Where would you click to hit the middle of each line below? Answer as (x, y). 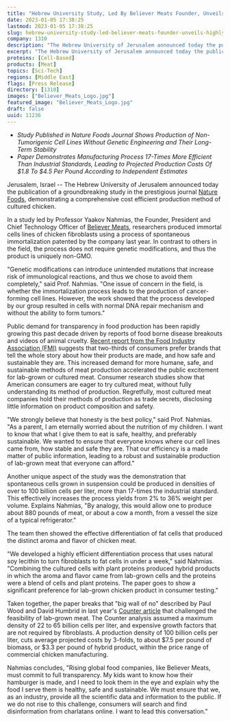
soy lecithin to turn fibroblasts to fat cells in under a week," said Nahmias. (111, 561)
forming (18, 298)
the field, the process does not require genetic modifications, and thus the (112, 249)
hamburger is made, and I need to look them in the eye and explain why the (113, 682)
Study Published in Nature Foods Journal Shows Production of (105, 135)
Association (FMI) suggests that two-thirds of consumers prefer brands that (114, 348)
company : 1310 (27, 39)
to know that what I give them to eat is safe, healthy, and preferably (102, 434)
